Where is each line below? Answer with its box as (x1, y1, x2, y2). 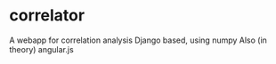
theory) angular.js (9, 44, 74, 54)
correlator (9, 5, 85, 26)
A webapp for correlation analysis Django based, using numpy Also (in (9, 35, 267, 45)
